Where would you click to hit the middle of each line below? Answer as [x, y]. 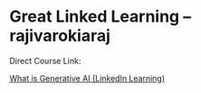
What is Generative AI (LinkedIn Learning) [87, 78]
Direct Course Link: [45, 60]
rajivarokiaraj [60, 36]
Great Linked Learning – [100, 17]
